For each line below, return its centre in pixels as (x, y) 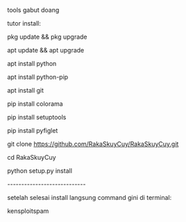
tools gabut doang (33, 10)
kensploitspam (28, 211)
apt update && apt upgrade (46, 50)
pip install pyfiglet (33, 130)
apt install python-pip (38, 77)
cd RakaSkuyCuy (32, 157)
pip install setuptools (37, 117)
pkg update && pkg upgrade (48, 37)
